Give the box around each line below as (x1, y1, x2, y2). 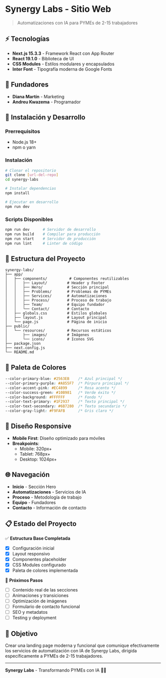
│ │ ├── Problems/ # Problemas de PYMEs (5, 289, 112, 295)
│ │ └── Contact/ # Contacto (5, 306, 90, 312)
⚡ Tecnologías (5, 35, 50, 43)
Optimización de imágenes (12, 598, 67, 604)
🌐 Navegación (5, 470, 50, 479)
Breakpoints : (12, 440, 40, 446)
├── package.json (5, 341, 41, 346)
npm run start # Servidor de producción (5, 236, 96, 241)
